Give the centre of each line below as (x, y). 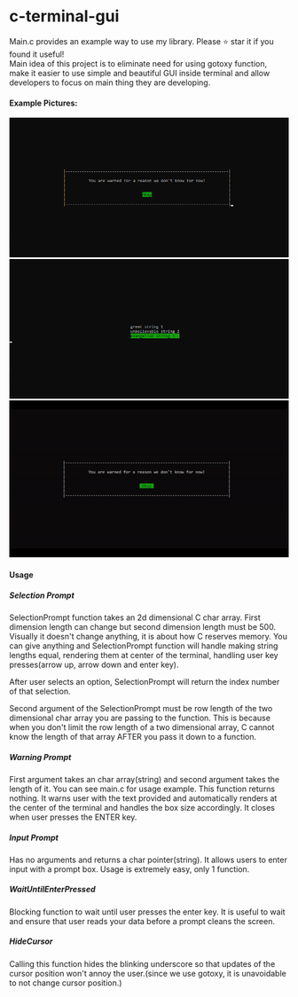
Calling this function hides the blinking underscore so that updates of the (142, 963)
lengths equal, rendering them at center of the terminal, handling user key (144, 655)
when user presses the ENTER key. (73, 817)
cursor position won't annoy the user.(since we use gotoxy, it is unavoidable (148, 973)
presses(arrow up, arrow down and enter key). (94, 664)
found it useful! (37, 54)
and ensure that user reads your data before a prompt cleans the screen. (142, 921)
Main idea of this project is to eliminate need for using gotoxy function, (138, 63)
